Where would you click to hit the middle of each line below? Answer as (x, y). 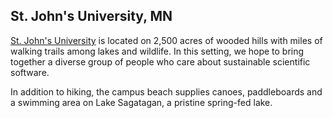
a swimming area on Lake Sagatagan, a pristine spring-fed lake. (141, 102)
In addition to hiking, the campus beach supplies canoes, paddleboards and (166, 91)
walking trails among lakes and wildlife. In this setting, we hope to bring (157, 51)
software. (30, 72)
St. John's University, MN (91, 16)
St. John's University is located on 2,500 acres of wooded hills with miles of (166, 40)
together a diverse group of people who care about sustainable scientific (160, 61)
